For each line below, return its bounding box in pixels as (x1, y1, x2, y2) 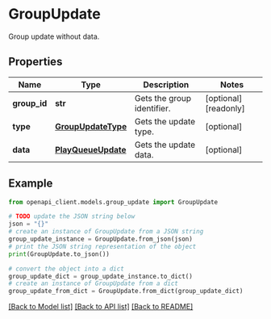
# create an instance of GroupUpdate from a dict (8, 279, 179, 288)
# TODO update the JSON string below (8, 212, 135, 220)
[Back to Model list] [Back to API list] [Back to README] (8, 302, 194, 312)
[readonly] (205, 103, 246, 114)
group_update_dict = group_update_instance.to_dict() (8, 272, 194, 280)
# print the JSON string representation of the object (8, 242, 197, 250)
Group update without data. (8, 31, 100, 41)
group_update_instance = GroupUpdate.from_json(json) (8, 235, 194, 243)
